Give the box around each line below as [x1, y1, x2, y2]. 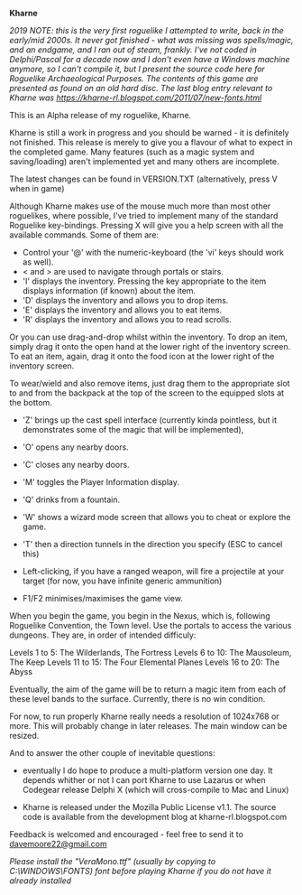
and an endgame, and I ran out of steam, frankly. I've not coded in [9, 44, 257, 55]
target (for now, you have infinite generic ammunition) [22, 575, 223, 586]
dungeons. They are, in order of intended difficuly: [9, 629, 197, 640]
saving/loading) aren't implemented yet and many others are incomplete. [9, 156, 279, 166]
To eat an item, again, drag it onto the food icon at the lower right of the [9, 351, 275, 361]
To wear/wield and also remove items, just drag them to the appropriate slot [9, 378, 290, 388]
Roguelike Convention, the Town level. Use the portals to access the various [9, 620, 292, 630]
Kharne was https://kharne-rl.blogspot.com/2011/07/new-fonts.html [9, 92, 262, 103]
